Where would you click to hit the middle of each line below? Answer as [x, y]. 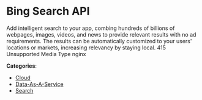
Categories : [22, 66]
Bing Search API [48, 11]
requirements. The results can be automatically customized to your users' [99, 41]
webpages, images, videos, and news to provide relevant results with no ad [101, 34]
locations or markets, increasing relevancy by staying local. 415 [86, 48]
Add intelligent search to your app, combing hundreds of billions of [91, 28]
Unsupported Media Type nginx [46, 54]
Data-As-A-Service [39, 84]
